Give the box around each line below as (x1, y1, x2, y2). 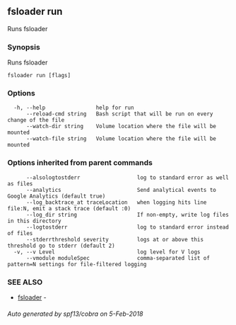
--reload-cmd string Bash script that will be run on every (25, 110, 213, 118)
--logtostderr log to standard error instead (25, 223, 230, 231)
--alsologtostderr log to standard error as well (25, 173, 230, 181)
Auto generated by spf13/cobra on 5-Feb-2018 (7, 309, 143, 318)
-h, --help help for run (13, 104, 134, 112)
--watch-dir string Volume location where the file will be (25, 123, 217, 130)
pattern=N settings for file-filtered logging (7, 261, 147, 268)
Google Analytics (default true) (7, 193, 106, 200)
